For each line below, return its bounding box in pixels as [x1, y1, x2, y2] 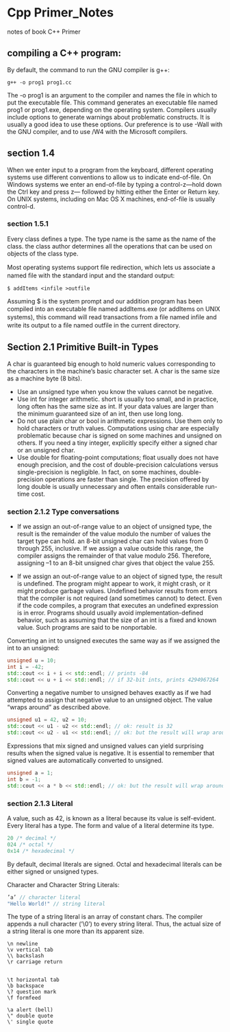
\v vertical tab [7, 946, 53, 954]
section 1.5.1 [7, 219, 49, 229]
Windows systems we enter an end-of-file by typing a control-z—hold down [7, 180, 222, 188]
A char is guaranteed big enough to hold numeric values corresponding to [7, 359, 216, 368]
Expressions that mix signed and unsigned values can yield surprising [7, 742, 204, 750]
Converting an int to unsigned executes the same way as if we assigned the [7, 637, 220, 645]
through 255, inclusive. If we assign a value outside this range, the [16, 544, 204, 552]
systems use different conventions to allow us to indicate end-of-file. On [7, 173, 212, 181]
